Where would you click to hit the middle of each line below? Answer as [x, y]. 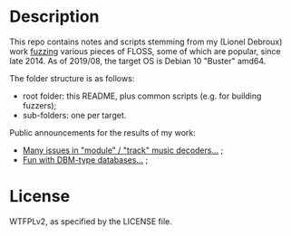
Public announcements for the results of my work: [103, 132]
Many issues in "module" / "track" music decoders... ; [123, 150]
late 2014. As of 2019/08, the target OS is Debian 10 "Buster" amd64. [138, 61]
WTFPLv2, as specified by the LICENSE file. [91, 221]
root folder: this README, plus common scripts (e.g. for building [142, 96]
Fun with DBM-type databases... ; [85, 159]
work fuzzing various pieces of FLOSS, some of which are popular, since [145, 51]
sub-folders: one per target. [74, 115]
